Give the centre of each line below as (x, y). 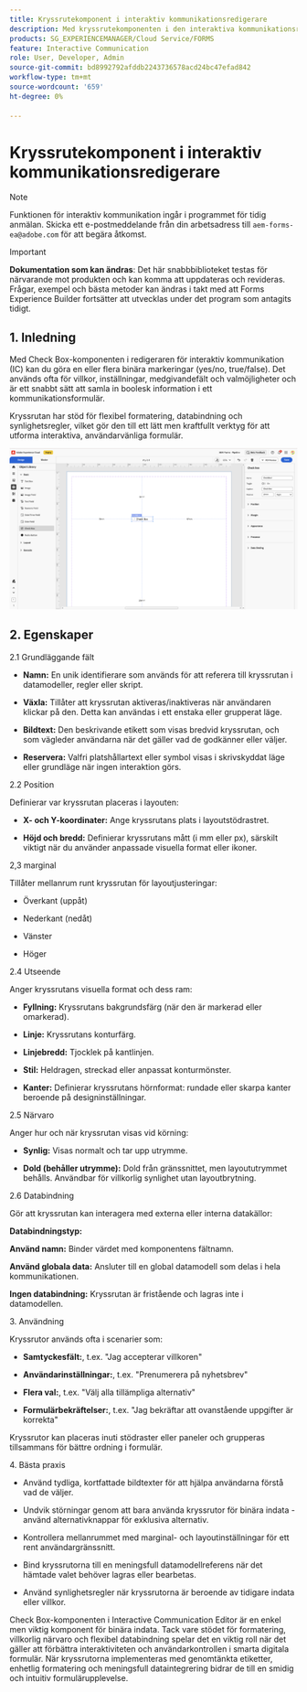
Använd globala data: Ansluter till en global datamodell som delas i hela (145, 1266)
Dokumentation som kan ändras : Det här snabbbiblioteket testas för (138, 270)
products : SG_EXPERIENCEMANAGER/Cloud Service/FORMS (112, 38)
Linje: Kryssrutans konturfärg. (79, 1034)
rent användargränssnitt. (69, 1547)
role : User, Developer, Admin (67, 58)
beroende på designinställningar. (85, 1097)
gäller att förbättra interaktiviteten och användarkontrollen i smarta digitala (149, 1649)
